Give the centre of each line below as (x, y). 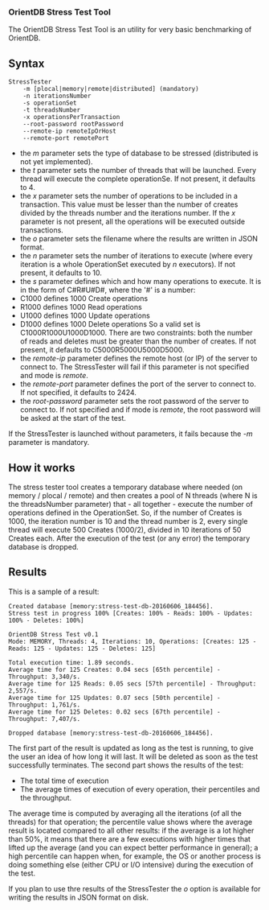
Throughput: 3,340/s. (45, 677)
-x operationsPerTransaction (71, 117)
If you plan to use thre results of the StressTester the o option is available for (134, 888)
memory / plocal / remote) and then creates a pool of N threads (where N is (133, 495)
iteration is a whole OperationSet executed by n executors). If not (127, 265)
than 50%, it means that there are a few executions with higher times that (130, 838)
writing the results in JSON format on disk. (78, 897)
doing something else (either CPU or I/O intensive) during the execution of (131, 864)
